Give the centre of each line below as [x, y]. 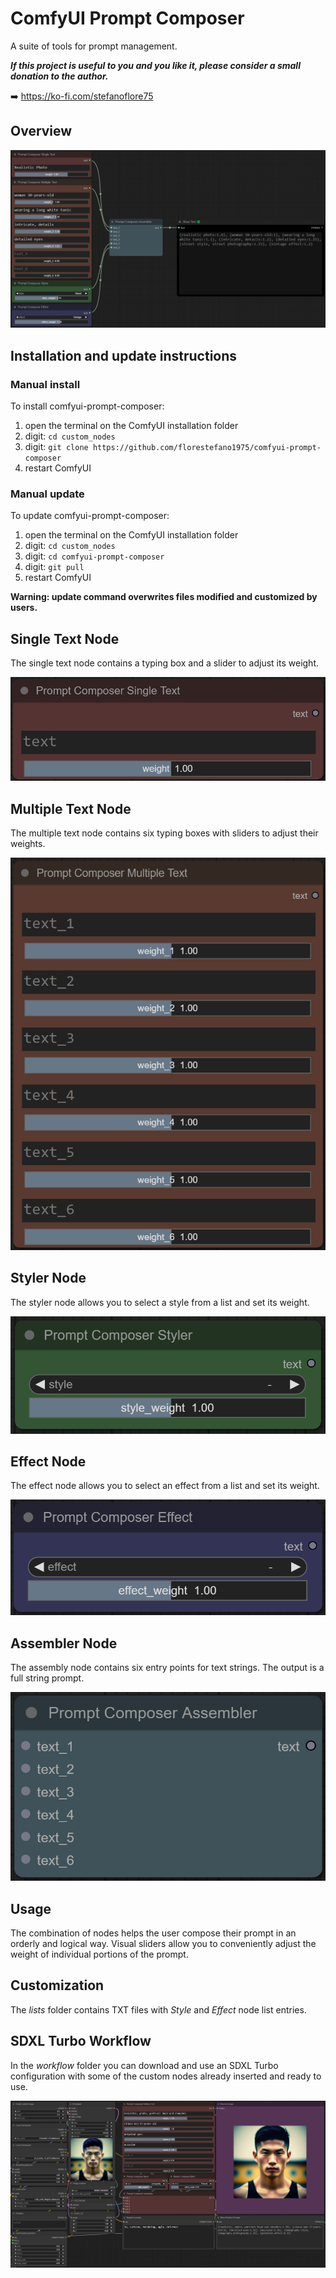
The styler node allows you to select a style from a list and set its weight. [160, 1302]
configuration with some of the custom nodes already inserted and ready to [166, 2076]
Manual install [45, 384]
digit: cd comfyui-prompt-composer [94, 556]
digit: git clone [56, 446]
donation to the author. [59, 76]
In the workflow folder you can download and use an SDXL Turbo [144, 2065]
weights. [28, 844]
